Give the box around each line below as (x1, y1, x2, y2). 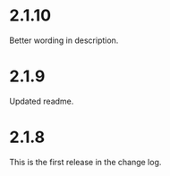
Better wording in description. (9, 35, 119, 46)
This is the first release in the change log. (9, 156, 162, 167)
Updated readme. (9, 96, 74, 106)
